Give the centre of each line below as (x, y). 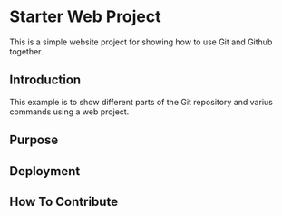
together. (26, 51)
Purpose (34, 140)
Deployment (45, 171)
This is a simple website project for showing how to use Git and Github (141, 42)
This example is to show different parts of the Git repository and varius (141, 102)
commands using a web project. (69, 112)
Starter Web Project (85, 17)
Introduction (45, 80)
